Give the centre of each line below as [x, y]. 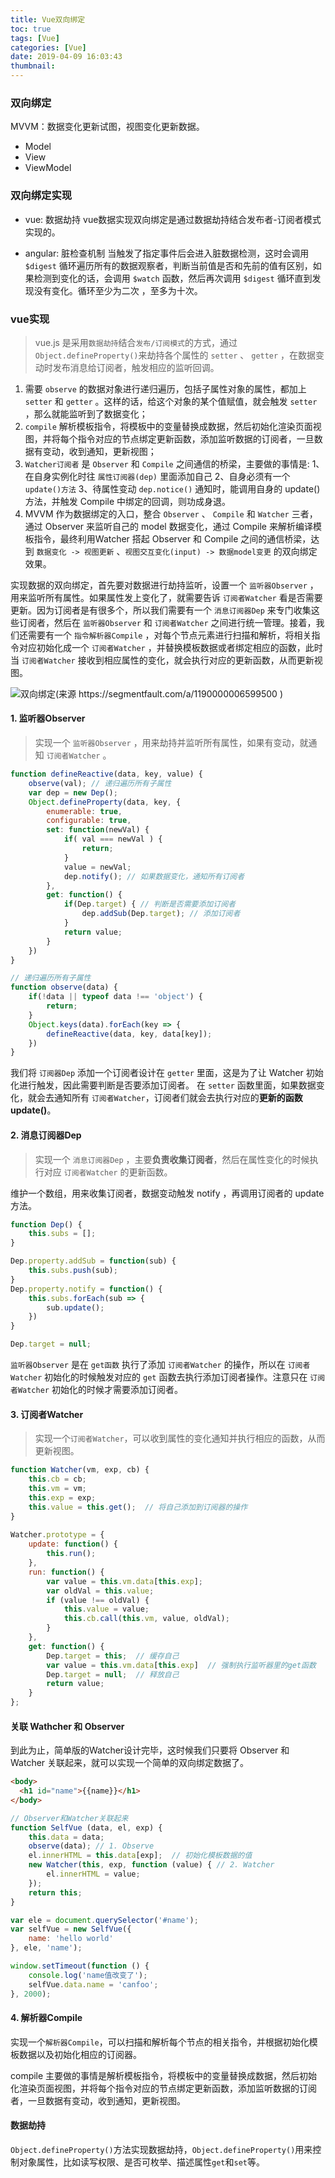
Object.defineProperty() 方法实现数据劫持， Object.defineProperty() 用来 [161, 2149]
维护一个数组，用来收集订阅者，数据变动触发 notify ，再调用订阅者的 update [167, 1193]
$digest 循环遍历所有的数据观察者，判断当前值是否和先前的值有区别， [168, 265]
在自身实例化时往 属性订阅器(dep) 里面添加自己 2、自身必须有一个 [157, 476]
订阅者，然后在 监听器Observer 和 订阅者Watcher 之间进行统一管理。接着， [167, 622]
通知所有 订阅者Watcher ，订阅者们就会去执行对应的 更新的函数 [178, 1098]
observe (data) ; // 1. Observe [91, 1846]
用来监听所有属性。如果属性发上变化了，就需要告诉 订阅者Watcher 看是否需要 [166, 597]
